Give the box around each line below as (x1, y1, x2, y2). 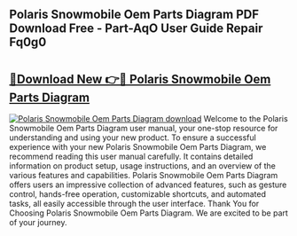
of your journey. (9, 217, 67, 227)
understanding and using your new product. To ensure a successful (9, 132, 257, 143)
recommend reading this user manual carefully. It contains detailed (9, 151, 254, 161)
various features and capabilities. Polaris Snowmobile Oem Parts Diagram (9, 170, 278, 180)
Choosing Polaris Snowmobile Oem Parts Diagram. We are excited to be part (9, 208, 288, 218)
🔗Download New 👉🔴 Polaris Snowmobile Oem (9, 71, 271, 87)
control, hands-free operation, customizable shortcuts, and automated (9, 189, 267, 199)
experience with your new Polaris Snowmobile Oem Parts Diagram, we (9, 142, 267, 152)
